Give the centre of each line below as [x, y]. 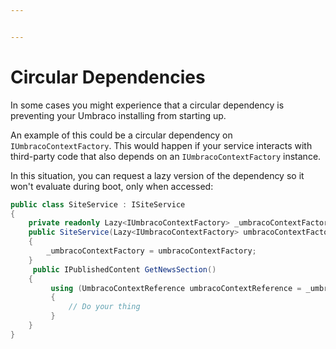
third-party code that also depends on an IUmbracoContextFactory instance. [166, 156]
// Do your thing [104, 307]
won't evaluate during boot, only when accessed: [112, 186]
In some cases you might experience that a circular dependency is [147, 105]
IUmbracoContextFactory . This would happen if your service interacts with [161, 145]
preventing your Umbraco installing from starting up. [118, 115]
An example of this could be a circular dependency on [121, 135]
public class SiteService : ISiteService [98, 204]
